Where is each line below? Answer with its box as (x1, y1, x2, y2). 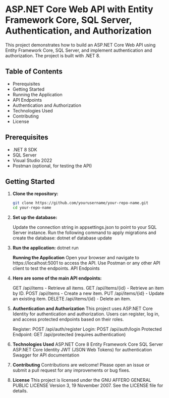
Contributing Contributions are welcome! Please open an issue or (12, 362, 150, 368)
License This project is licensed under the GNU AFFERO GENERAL (12, 377, 151, 383)
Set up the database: (12, 214, 58, 221)
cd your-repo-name (12, 205, 51, 211)
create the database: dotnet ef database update (12, 235, 112, 241)
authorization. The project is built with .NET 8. (5, 52, 100, 59)
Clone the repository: (12, 191, 59, 197)
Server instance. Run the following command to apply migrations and (12, 229, 156, 236)
